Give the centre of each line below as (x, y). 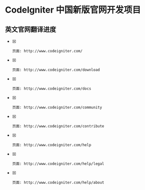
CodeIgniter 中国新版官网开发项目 (73, 10)
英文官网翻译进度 (31, 29)
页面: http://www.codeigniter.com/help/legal (58, 164)
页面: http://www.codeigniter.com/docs (51, 89)
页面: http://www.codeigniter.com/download (56, 70)
